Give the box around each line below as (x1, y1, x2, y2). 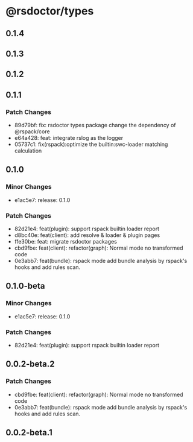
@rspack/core (14, 128, 50, 135)
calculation (14, 147, 42, 154)
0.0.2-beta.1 (5, 428, 52, 438)
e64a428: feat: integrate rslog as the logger (14, 134, 124, 142)
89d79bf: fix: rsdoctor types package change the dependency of (14, 122, 176, 129)
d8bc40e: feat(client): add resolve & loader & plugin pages (14, 232, 160, 239)
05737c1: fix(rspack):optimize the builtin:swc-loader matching (14, 140, 168, 148)
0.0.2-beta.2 (5, 359, 55, 369)
